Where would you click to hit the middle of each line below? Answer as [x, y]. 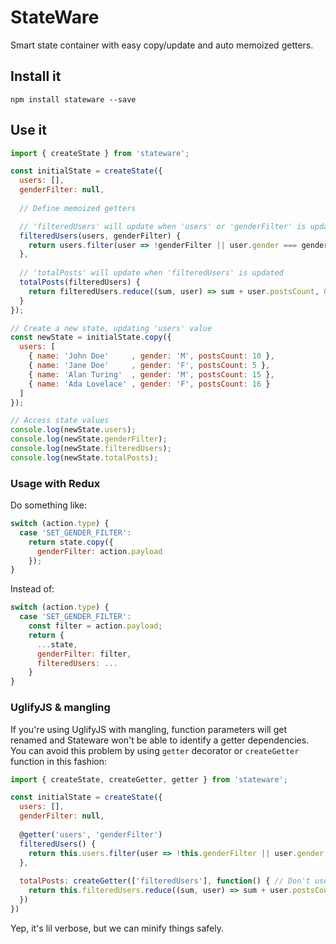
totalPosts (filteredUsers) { [80, 282]
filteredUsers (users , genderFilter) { [100, 236]
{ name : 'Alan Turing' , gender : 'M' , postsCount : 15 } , [151, 374]
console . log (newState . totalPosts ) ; [84, 457]
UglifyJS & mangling [60, 708]
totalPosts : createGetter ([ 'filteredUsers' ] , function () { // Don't [165, 881]
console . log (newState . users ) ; [73, 430]
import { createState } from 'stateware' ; [100, 153]
